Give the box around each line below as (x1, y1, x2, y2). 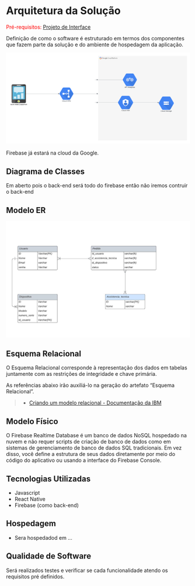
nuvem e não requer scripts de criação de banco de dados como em (6, 438, 171, 446)
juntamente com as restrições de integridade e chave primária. (6, 371, 157, 378)
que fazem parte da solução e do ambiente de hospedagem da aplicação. (6, 41, 184, 48)
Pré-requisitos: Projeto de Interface (6, 23, 91, 30)
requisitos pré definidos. (6, 573, 65, 580)
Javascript (14, 489, 40, 496)
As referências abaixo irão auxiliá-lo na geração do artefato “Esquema (6, 382, 175, 389)
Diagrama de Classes (6, 166, 85, 176)
